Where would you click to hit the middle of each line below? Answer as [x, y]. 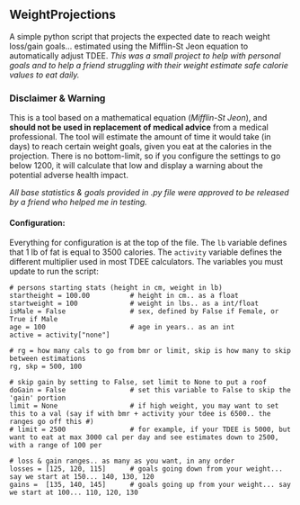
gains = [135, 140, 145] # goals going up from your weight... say [150, 485]
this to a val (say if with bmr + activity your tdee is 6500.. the [140, 414]
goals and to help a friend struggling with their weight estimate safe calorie [149, 65]
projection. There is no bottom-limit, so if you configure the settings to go [145, 156]
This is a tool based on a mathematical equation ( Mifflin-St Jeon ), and [138, 118]
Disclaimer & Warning [57, 98]
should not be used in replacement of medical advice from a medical [139, 127]
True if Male [34, 320]
